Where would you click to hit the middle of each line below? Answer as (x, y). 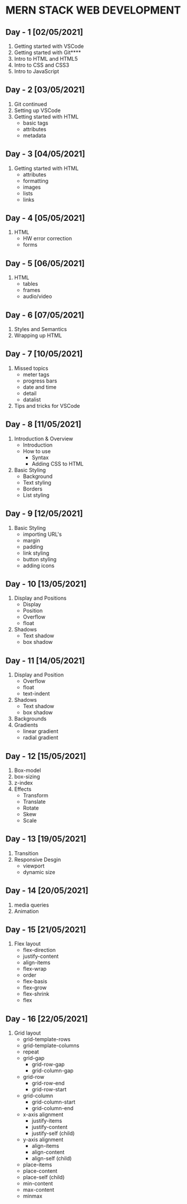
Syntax (40, 457)
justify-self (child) (53, 1133)
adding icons (39, 565)
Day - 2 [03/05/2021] (45, 90)
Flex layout (27, 944)
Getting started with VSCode (49, 46)
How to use (37, 451)
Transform (35, 795)
